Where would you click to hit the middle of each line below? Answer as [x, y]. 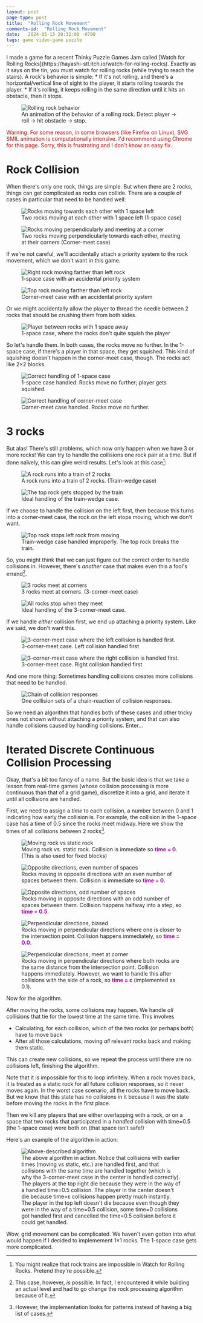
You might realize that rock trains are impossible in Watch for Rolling [100, 1264]
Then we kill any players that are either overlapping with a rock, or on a [95, 1115]
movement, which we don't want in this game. [63, 260]
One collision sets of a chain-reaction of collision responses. [97, 701]
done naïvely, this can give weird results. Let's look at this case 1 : [86, 461]
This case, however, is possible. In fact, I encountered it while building [102, 1282]
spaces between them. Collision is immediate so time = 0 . [93, 880]
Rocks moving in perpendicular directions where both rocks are [100, 960]
